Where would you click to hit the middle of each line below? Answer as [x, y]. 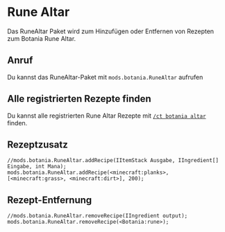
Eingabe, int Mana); [37, 167]
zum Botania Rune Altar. [42, 38]
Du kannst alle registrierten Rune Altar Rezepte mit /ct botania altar [107, 116]
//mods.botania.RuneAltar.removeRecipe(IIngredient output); [98, 216]
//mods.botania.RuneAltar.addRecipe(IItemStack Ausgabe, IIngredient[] [113, 161]
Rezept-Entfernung [50, 200]
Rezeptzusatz [37, 144]
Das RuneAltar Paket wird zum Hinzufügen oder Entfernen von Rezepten [110, 31]
